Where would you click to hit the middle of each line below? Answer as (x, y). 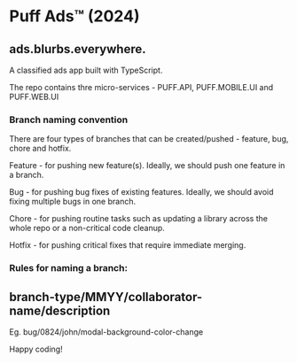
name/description (60, 310)
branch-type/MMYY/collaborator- (106, 297)
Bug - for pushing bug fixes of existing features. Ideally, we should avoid (141, 192)
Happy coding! (36, 349)
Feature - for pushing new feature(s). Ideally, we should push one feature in (147, 166)
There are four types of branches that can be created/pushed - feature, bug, (149, 139)
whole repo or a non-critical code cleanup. (87, 228)
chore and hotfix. (40, 149)
